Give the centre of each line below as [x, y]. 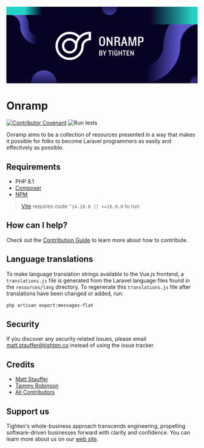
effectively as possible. [35, 148]
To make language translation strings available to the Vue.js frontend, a [95, 274]
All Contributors [35, 392]
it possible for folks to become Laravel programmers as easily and [89, 141]
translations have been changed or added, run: [65, 293]
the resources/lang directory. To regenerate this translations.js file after [99, 286]
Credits [21, 364]
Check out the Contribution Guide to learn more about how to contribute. [97, 240]
